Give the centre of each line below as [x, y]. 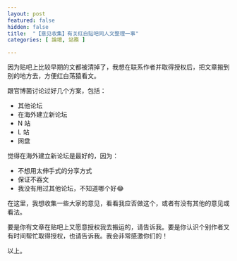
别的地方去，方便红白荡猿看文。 [54, 76]
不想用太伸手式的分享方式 [55, 171]
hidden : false [28, 27]
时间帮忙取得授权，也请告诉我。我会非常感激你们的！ [90, 236]
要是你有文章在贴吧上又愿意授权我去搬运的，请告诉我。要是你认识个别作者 [115, 227]
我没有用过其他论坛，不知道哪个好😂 [71, 189]
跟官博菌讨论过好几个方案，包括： [57, 91]
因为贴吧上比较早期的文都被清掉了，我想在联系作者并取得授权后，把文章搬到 [119, 67]
